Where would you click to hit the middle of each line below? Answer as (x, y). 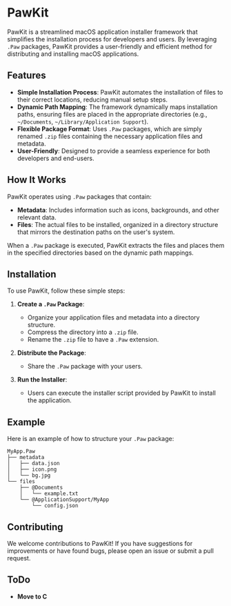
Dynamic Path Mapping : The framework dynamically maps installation (118, 107)
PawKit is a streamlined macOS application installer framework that (102, 32)
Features (27, 76)
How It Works (37, 180)
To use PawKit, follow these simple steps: (66, 291)
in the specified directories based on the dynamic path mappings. (101, 253)
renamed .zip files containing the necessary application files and (110, 136)
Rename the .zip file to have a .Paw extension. (93, 340)
